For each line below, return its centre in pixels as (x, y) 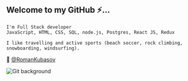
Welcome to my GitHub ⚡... (58, 10)
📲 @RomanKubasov (31, 59)
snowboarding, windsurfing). (43, 48)
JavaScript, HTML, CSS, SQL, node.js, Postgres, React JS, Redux (90, 32)
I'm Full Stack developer (39, 27)
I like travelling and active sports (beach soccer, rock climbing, (95, 43)
